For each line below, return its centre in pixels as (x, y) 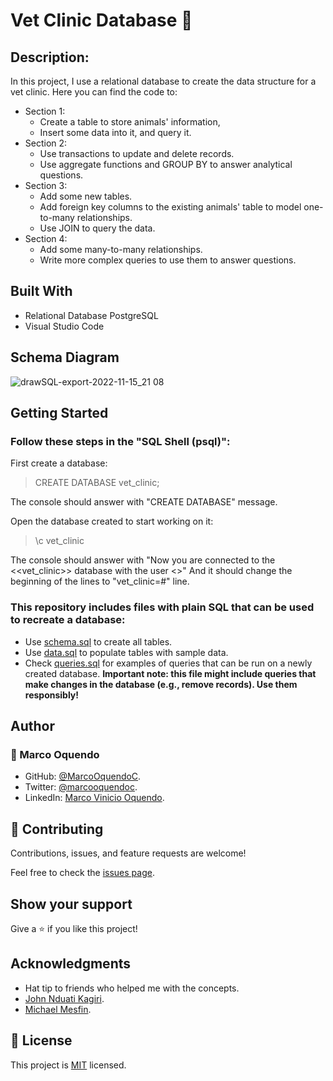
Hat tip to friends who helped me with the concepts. (132, 988)
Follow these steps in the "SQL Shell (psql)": (120, 441)
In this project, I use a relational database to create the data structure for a (163, 81)
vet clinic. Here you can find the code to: (94, 92)
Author (32, 726)
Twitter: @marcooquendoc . (81, 787)
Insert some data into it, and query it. (115, 132)
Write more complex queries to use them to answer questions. (168, 260)
